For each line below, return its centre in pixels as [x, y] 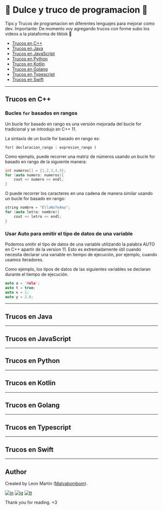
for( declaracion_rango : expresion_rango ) [51, 147]
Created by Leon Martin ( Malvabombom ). [46, 483]
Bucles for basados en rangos [41, 113]
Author [16, 472]
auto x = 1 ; [17, 292]
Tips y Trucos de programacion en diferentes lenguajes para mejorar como [80, 23]
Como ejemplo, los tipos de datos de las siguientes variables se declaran [78, 269]
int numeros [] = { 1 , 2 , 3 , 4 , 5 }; [36, 170]
